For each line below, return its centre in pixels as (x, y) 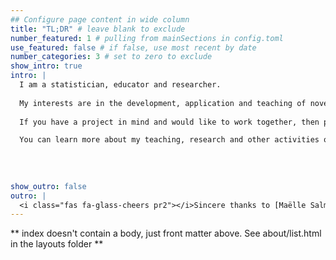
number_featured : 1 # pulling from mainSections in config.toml (147, 38)
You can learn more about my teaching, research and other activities (169, 140)
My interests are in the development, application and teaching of (163, 103)
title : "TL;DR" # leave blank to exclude (98, 29)
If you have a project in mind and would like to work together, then (169, 122)
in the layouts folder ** (57, 244)
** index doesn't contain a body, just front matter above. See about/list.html (166, 233)
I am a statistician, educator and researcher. (120, 85)
